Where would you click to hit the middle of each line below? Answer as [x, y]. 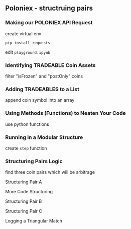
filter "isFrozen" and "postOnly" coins [44, 76]
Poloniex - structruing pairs [49, 8]
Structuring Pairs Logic [34, 161]
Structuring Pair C [24, 211]
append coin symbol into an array [40, 100]
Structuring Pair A [24, 182]
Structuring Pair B [24, 201]
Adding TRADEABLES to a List [42, 89]
